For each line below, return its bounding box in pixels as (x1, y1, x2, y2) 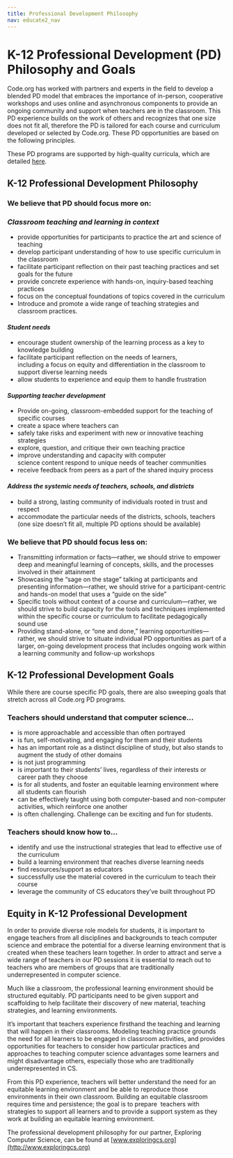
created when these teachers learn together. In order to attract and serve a (7, 948, 222, 957)
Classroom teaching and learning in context (7, 217, 159, 226)
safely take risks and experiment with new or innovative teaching (17, 429, 204, 438)
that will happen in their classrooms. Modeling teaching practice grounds (7, 1027, 216, 1035)
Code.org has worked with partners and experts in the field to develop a (7, 84, 214, 93)
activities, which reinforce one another (17, 803, 128, 811)
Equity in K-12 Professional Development (7, 907, 188, 920)
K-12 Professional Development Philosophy (7, 177, 198, 189)
